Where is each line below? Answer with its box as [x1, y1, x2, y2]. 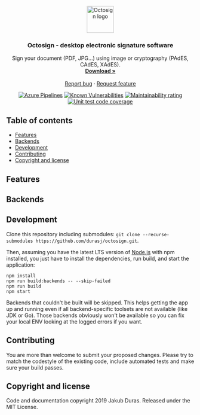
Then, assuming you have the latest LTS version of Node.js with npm [6, 248, 175, 255]
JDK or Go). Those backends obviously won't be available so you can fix [6, 312, 185, 319]
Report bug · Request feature [64, 80, 136, 87]
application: [6, 261, 35, 268]
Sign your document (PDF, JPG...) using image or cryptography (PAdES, [11, 54, 189, 62]
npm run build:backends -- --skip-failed [6, 278, 111, 284]
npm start [6, 288, 31, 294]
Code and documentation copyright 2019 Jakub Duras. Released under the [6, 397, 190, 404]
